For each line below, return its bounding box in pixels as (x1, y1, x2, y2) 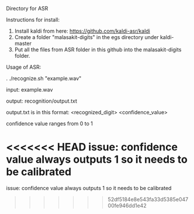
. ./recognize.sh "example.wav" (6, 75, 82, 82)
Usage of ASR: (6, 64, 41, 71)
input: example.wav (6, 86, 53, 93)
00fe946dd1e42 (108, 202, 147, 209)
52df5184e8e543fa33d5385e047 (108, 195, 189, 203)
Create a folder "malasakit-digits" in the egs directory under (14, 34, 159, 40)
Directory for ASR (6, 5, 49, 12)
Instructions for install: (6, 16, 60, 23)
